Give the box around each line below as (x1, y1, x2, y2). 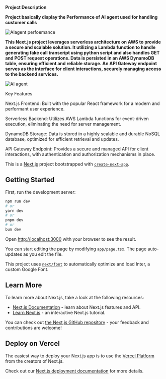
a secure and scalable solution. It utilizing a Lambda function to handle (5, 44, 156, 50)
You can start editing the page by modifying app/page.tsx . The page (5, 246, 147, 252)
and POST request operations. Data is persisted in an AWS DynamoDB (5, 55, 154, 61)
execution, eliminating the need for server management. (5, 121, 122, 127)
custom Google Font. (5, 266, 49, 272)
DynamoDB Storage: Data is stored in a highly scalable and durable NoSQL (5, 131, 160, 137)
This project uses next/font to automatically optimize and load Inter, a (5, 261, 150, 267)
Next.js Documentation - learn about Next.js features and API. (12, 304, 141, 310)
